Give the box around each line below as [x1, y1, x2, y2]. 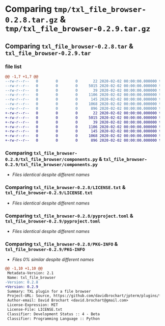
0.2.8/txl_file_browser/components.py [5, 156, 98, 162]
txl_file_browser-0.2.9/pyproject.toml [5, 218, 101, 224]
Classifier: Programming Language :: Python [7, 316, 100, 321]
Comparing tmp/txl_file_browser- [5, 3, 146, 15]
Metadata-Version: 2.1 [7, 271, 54, 276]
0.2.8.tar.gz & [5, 14, 66, 25]
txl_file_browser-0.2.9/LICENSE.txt [5, 190, 93, 196]
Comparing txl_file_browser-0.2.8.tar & [5, 42, 134, 50]
